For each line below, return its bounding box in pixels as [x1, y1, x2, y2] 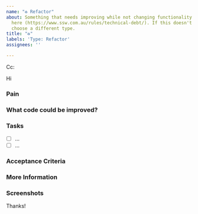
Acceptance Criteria [6, 157, 66, 165]
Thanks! [6, 203, 26, 210]
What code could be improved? [6, 105, 98, 114]
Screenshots [6, 188, 44, 197]
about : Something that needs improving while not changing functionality [6, 14, 193, 20]
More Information [6, 173, 58, 181]
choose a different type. [11, 25, 76, 32]
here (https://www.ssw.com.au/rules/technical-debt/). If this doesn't [11, 20, 193, 26]
